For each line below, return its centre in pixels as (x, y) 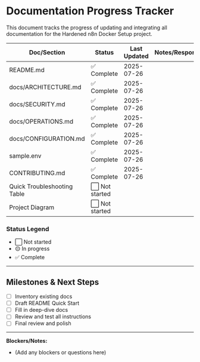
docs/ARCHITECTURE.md (45, 87)
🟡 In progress (32, 249)
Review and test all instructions (53, 317)
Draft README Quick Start (47, 303)
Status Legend (28, 229)
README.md (27, 70)
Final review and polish (43, 323)
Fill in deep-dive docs (41, 310)
